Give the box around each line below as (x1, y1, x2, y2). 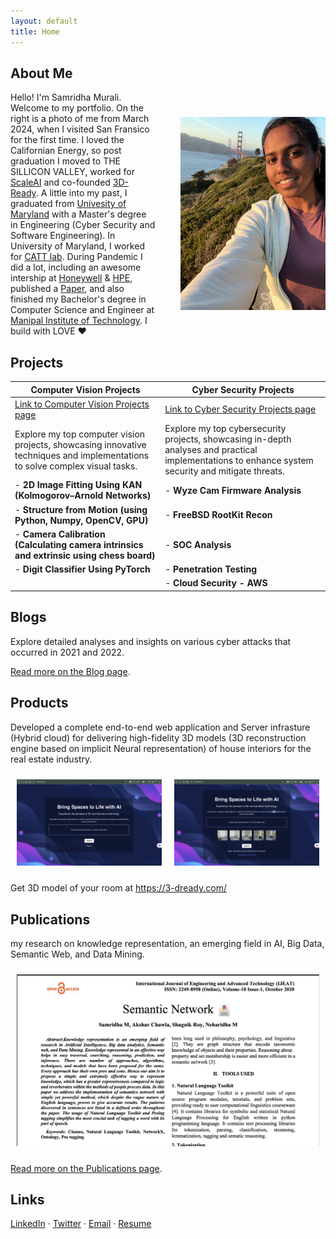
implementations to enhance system (164, 455, 314, 467)
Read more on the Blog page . (10, 665, 131, 677)
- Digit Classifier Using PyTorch (14, 563, 151, 575)
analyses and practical (164, 444, 258, 456)
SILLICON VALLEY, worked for (10, 166, 135, 178)
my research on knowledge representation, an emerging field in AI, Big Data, (10, 937, 325, 949)
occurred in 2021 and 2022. (10, 646, 125, 658)
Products (10, 695, 69, 712)
